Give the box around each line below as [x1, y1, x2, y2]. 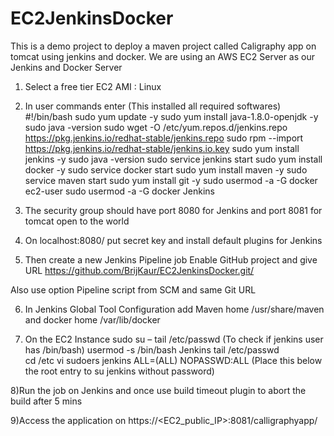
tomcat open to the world [24, 215, 130, 227]
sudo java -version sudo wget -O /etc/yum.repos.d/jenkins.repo [24, 121, 288, 133]
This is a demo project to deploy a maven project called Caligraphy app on [10, 40, 317, 52]
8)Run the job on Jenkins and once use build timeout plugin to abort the [10, 384, 307, 396]
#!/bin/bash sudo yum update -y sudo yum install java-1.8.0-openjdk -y [24, 110, 319, 122]
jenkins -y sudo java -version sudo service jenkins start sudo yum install [24, 153, 323, 165]
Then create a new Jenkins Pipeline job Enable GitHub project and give [24, 253, 318, 266]
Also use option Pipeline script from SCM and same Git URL [10, 283, 257, 296]
